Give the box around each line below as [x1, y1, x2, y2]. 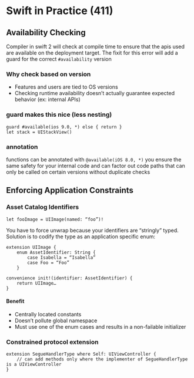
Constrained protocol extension [6, 338, 99, 346]
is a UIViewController [6, 362, 62, 367]
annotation [6, 143, 38, 151]
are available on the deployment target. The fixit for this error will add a [6, 49, 178, 56]
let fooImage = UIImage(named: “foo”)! [6, 216, 104, 222]
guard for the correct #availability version [6, 56, 112, 62]
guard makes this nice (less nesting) [6, 110, 112, 119]
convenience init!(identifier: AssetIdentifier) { [6, 275, 133, 281]
